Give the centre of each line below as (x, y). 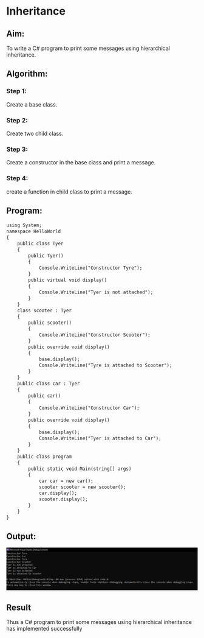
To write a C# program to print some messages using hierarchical (88, 48)
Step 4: (17, 178)
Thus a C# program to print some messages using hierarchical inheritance (99, 622)
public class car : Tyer (49, 384)
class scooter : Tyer (44, 311)
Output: (21, 536)
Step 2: (17, 120)
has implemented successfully (44, 629)
